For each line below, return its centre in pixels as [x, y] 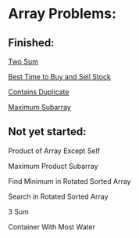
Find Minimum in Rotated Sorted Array [69, 181]
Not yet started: [47, 132]
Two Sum [23, 61]
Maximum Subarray [40, 107]
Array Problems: [62, 14]
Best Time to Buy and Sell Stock [60, 77]
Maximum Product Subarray [53, 166]
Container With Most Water [52, 227]
